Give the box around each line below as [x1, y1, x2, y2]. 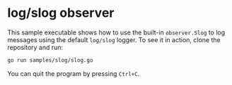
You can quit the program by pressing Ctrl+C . [7, 69, 140, 78]
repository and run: [7, 43, 64, 51]
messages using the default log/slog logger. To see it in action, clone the [7, 35, 221, 44]
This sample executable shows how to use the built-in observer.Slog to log [7, 28, 226, 37]
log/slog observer [7, 5, 115, 21]
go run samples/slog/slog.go [7, 56, 93, 64]
